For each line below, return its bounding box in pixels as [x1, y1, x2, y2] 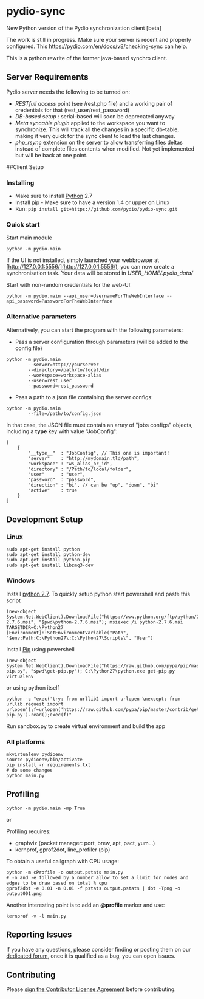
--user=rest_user [28, 377, 72, 383]
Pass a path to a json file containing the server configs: [15, 393, 153, 400]
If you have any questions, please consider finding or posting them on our [6, 946, 191, 953]
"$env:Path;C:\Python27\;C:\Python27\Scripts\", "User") [6, 635, 154, 641]
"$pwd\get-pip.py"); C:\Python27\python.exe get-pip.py [30, 668, 175, 674]
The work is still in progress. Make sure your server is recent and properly [6, 36, 191, 43]
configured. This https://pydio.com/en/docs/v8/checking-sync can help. [6, 43, 188, 50]
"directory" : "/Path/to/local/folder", [28, 466, 132, 472]
